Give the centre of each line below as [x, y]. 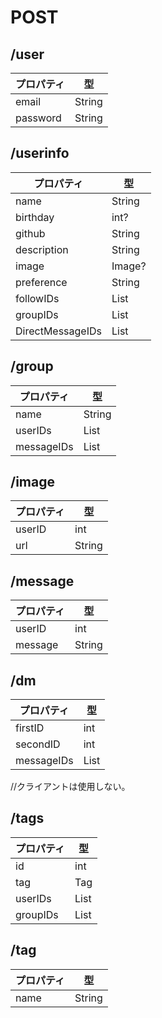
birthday [35, 217]
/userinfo [40, 153]
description [42, 249]
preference [41, 282]
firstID [30, 728]
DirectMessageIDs [58, 331]
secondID [38, 744]
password [38, 118]
